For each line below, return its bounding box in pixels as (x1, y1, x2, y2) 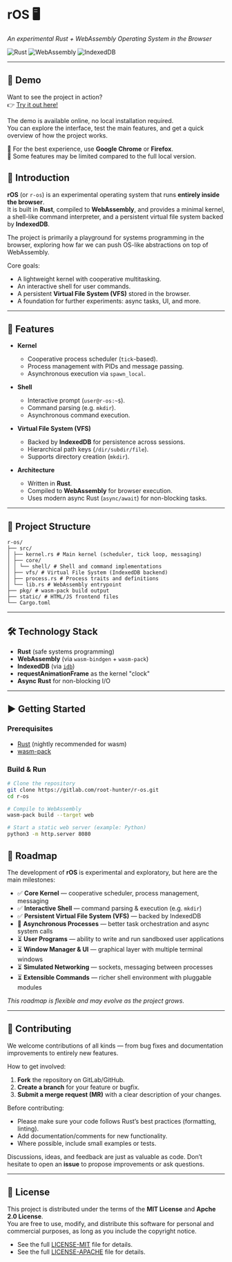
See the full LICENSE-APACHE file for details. (17, 1247, 146, 1256)
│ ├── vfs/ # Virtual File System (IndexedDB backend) (7, 569, 168, 576)
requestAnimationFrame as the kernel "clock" (17, 669, 151, 678)
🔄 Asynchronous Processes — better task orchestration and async (17, 919, 209, 928)
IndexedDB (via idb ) (17, 662, 75, 670)
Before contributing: (7, 1104, 64, 1112)
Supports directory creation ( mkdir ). (27, 452, 130, 461)
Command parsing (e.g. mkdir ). (27, 404, 116, 412)
